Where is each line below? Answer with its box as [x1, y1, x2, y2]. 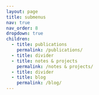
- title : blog [11, 74, 46, 80]
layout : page [6, 8, 38, 15]
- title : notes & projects [11, 58, 78, 64]
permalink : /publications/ [16, 47, 83, 53]
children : [6, 36, 31, 42]
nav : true [6, 19, 31, 25]
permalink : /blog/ [16, 80, 62, 86]
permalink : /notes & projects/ [16, 63, 94, 70]
